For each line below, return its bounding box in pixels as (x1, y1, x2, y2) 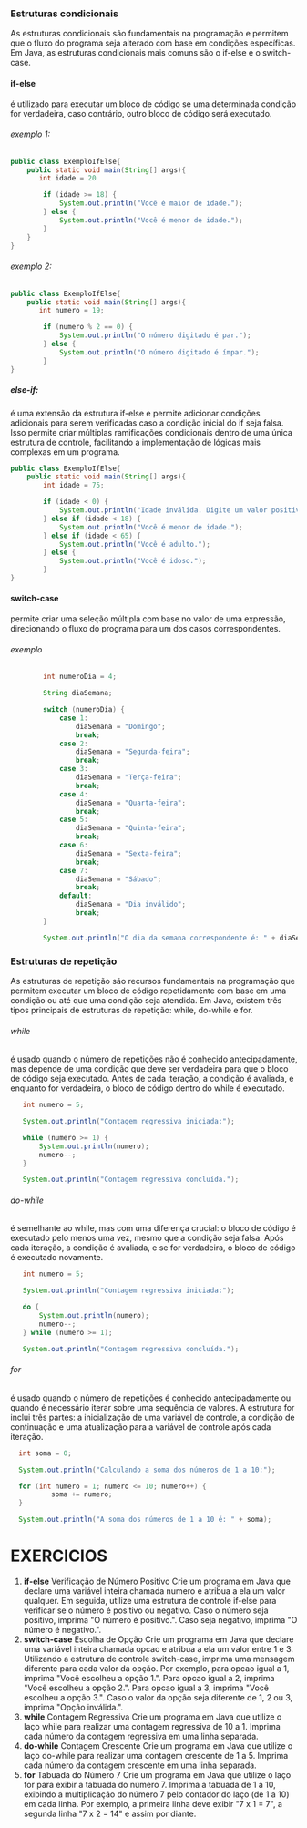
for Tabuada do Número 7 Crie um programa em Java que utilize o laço (23, 1770, 292, 1780)
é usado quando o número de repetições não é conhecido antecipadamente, (10, 1053, 298, 1064)
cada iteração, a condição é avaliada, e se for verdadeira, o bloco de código (10, 1242, 296, 1253)
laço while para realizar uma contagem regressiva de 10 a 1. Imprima (23, 1721, 281, 1731)
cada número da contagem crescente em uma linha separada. (23, 1760, 258, 1771)
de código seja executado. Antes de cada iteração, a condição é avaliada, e (10, 1073, 294, 1084)
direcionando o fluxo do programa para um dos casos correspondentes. (10, 623, 281, 634)
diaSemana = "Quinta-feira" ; (75, 824, 186, 833)
